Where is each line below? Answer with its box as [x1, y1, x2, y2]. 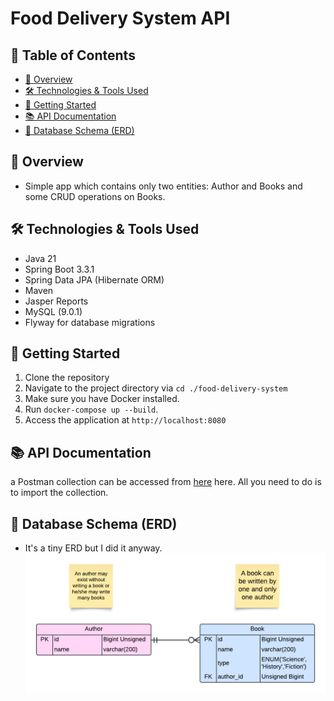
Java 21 [24, 252, 57, 264]
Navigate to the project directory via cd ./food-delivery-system [24, 382, 288, 394]
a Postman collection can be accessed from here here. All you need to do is [10, 476, 322, 488]
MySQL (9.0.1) [24, 305, 83, 317]
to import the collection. [10, 487, 109, 499]
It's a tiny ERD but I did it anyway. [24, 542, 163, 554]
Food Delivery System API [10, 7, 231, 30]
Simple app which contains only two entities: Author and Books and [24, 180, 303, 192]
